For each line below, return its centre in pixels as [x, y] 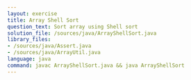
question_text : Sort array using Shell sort [73, 26]
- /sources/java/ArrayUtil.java [54, 53]
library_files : [29, 40]
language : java [29, 59]
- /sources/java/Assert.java [49, 46]
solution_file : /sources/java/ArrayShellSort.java [82, 33]
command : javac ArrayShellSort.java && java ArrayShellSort [96, 65]
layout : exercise [32, 14]
